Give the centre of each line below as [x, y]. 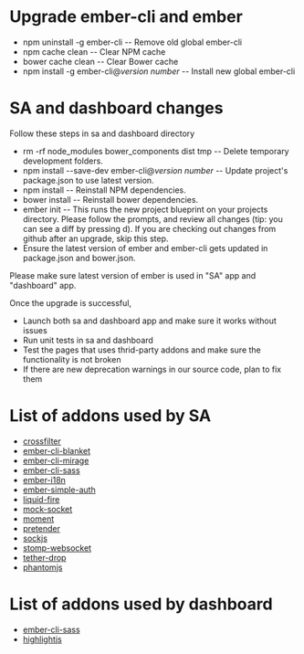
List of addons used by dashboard [141, 604]
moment [38, 519]
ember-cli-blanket [57, 450]
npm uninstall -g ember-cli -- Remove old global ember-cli [132, 42]
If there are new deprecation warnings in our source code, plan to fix [152, 369]
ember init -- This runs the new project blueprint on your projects [145, 209]
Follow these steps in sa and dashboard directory [102, 133]
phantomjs [42, 567]
